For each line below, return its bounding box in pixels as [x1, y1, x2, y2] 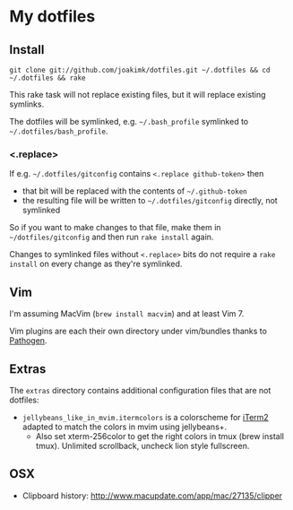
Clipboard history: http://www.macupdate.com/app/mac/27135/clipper [22, 490, 283, 501]
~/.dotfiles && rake [9, 73, 87, 82]
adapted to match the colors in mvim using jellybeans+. [22, 421, 228, 432]
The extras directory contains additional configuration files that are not [9, 385, 271, 395]
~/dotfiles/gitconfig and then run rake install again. [9, 231, 214, 243]
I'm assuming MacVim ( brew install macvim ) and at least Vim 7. [9, 308, 245, 319]
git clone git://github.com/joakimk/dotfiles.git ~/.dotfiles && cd [9, 65, 271, 74]
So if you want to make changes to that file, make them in [9, 222, 221, 233]
